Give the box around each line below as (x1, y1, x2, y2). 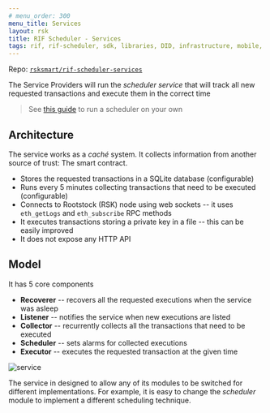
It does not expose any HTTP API (19, 234, 131, 243)
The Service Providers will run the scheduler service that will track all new (8, 80, 255, 90)
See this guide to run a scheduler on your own (28, 105, 183, 114)
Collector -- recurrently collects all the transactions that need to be (19, 321, 246, 330)
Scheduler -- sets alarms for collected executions (19, 338, 188, 347)
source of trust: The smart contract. (8, 157, 128, 167)
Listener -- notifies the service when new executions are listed (19, 312, 231, 321)
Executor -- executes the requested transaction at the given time (19, 346, 238, 356)
